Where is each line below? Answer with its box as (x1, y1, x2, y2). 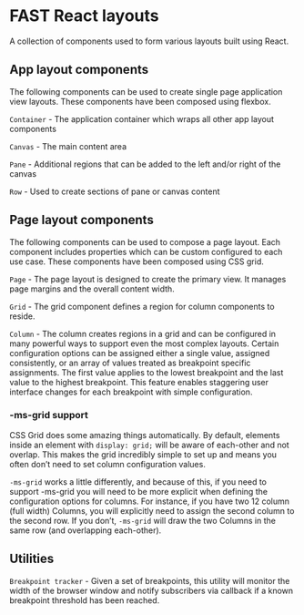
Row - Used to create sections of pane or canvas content (9, 186, 220, 197)
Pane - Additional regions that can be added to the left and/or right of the (9, 159, 281, 169)
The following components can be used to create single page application (9, 86, 283, 97)
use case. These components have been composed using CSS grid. (9, 256, 264, 267)
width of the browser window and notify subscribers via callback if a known (9, 585, 294, 596)
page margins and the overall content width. (9, 283, 175, 294)
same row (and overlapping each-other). (9, 525, 162, 536)
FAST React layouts (9, 5, 159, 26)
